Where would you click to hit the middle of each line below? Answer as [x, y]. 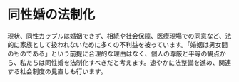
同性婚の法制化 [51, 15]
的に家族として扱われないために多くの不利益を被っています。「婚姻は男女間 [118, 44]
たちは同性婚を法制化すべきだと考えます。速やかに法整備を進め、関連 [129, 62]
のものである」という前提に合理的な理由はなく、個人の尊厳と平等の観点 [113, 53]
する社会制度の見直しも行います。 [57, 71]
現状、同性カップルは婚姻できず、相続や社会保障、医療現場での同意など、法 [119, 36]
